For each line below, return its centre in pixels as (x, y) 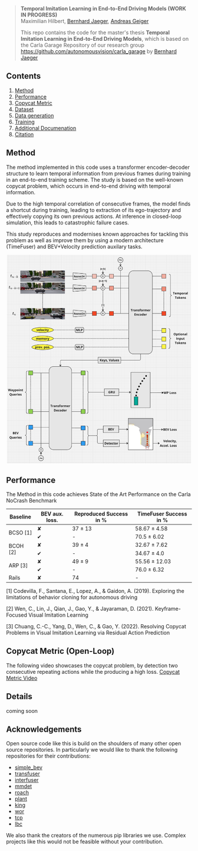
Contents (24, 76)
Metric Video (22, 678)
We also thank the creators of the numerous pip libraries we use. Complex (96, 836)
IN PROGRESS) (39, 15)
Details (19, 697)
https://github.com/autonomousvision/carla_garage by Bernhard (98, 51)
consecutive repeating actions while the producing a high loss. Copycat (93, 671)
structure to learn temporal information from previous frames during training (98, 173)
